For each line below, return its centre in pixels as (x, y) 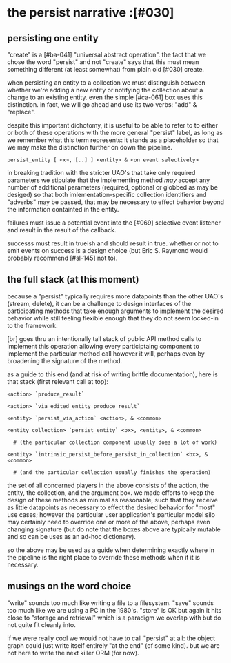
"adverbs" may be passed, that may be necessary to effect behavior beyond (116, 202)
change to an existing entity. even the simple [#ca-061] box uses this (105, 97)
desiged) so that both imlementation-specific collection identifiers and (107, 195)
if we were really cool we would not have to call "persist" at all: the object (111, 638)
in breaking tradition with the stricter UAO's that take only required (101, 173)
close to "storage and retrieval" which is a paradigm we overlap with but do (114, 618)
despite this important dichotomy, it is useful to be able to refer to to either (113, 125)
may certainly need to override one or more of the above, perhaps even (109, 522)
